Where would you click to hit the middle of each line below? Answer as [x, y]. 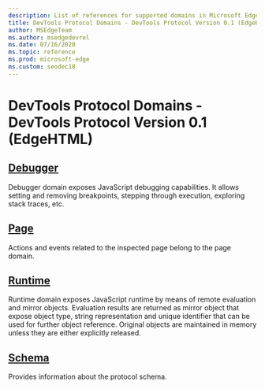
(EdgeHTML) [50, 139]
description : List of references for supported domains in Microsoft [125, 15]
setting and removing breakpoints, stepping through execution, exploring [127, 195]
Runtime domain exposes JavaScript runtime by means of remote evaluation [132, 299]
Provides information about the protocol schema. [88, 377]
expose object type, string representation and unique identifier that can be [129, 317]
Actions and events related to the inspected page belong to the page [119, 247]
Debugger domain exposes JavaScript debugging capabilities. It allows [123, 187]
